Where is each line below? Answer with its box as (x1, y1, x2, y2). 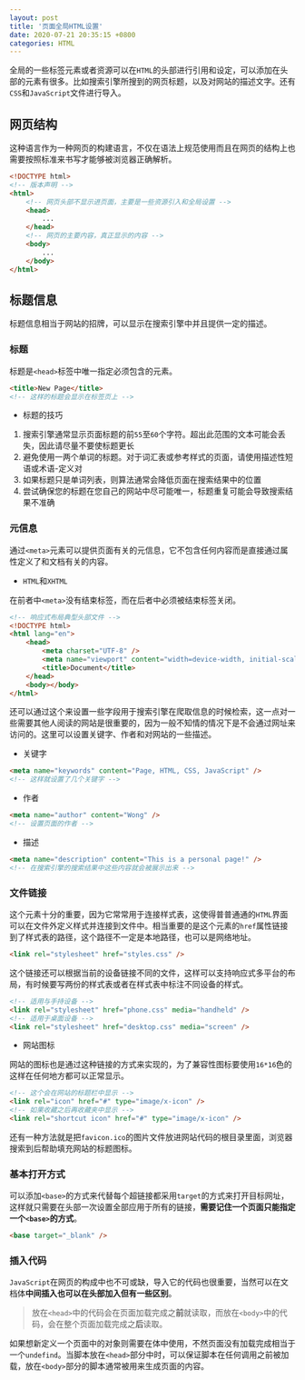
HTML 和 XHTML (22, 575, 68, 586)
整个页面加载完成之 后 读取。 (63, 1319, 168, 1330)
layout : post (9, 13, 59, 23)
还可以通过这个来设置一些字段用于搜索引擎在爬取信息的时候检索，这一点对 (9, 706, 288, 717)
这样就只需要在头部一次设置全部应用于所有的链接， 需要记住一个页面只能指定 (9, 1202, 296, 1213)
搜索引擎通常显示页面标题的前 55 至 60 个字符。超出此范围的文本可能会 (22, 429, 279, 440)
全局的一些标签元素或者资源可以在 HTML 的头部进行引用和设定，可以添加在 (9, 65, 280, 75)
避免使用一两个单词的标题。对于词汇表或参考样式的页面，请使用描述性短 (22, 452, 293, 463)
